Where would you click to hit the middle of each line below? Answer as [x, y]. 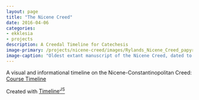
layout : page [22, 12]
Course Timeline [26, 79]
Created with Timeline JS [36, 91]
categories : [21, 28]
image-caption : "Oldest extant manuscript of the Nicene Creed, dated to [99, 56]
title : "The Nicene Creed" [39, 17]
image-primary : [25, 50]
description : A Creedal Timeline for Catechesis [67, 45]
